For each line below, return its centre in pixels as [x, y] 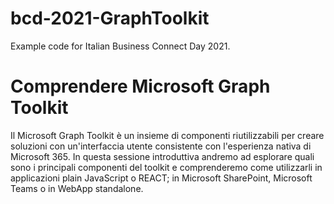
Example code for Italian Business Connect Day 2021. [120, 46]
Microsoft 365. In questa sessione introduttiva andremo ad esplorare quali [162, 156]
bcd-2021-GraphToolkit [110, 18]
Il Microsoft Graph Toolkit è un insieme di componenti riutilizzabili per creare [167, 135]
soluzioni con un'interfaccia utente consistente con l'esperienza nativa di [161, 146]
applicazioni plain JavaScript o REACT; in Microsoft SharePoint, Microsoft [161, 178]
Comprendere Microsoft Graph [140, 86]
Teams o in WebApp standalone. [77, 188]
